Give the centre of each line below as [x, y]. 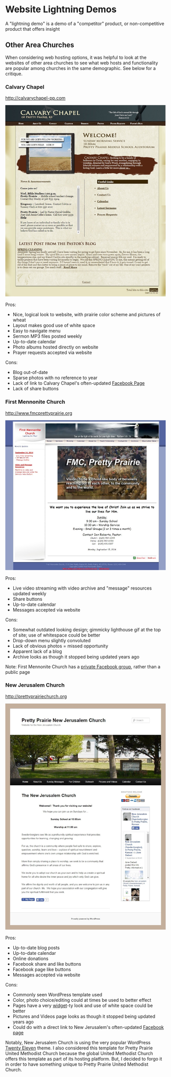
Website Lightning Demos [61, 9]
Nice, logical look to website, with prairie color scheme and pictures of [87, 315]
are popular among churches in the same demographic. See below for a [81, 68]
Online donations [31, 958]
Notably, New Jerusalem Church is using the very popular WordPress [78, 1042]
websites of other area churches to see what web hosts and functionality [82, 63]
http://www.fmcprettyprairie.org [39, 413]
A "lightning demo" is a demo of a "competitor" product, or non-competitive [85, 24]
